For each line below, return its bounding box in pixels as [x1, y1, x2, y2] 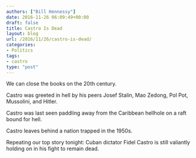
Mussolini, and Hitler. [6, 98, 58, 105]
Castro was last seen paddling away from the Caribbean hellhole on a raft [6, 109, 186, 116]
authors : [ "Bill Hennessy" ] [6, 8, 76, 15]
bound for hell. [6, 116, 42, 123]
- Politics [6, 48, 33, 53]
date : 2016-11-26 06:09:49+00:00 [6, 14, 89, 20]
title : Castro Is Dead [6, 25, 63, 31]
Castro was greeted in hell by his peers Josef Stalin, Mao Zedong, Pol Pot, [6, 91, 189, 99]
